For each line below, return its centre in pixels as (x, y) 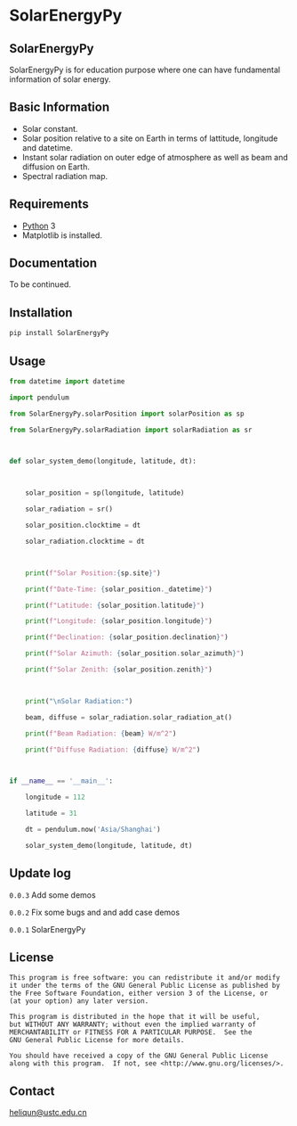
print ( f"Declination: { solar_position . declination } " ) (127, 637)
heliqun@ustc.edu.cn (48, 1113)
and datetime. (47, 147)
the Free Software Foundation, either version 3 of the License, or (139, 994)
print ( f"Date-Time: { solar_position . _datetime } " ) (119, 589)
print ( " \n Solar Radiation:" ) (79, 701)
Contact (32, 1091)
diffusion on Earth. (56, 167)
